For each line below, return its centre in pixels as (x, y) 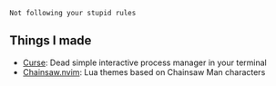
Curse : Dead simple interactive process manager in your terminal (144, 62)
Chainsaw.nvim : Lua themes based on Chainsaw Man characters (144, 72)
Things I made (51, 41)
